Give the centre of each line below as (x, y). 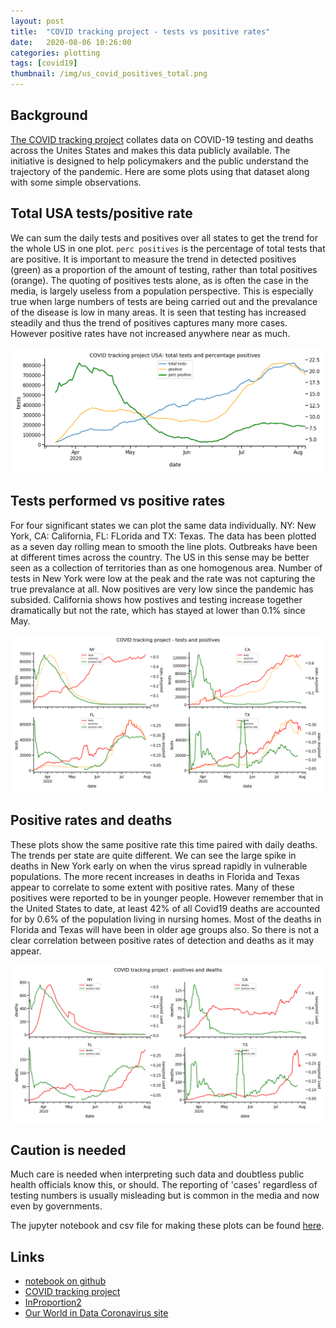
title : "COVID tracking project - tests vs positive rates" (140, 31)
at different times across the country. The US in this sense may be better (160, 557)
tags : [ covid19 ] (44, 63)
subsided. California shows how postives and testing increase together (156, 599)
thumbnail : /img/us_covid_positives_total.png (109, 74)
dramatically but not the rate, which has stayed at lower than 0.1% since (158, 610)
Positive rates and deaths (91, 820)
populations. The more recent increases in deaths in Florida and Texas (155, 876)
